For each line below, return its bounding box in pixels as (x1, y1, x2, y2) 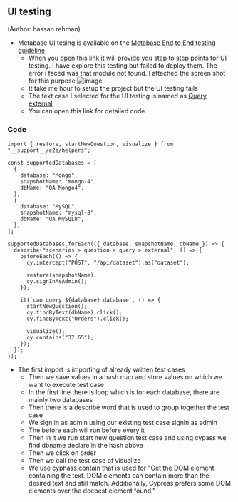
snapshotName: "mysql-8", (20, 210, 98, 217)
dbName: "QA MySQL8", (20, 215, 84, 223)
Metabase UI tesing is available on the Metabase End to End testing (17, 39, 216, 47)
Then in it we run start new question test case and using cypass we (28, 434, 227, 442)
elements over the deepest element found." (28, 486, 155, 495)
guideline (17, 46, 46, 54)
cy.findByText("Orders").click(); (26, 315, 130, 323)
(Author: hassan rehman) (7, 24, 81, 33)
